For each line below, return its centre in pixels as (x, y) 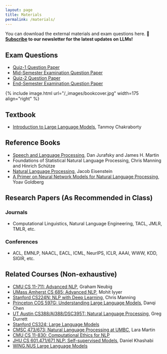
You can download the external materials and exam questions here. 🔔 (77, 34)
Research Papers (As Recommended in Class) (79, 198)
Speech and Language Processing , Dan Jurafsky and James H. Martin (86, 155)
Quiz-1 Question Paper (36, 67)
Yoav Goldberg (28, 182)
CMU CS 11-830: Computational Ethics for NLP (61, 335)
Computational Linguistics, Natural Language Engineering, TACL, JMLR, (87, 223)
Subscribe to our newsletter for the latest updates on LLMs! (69, 39)
